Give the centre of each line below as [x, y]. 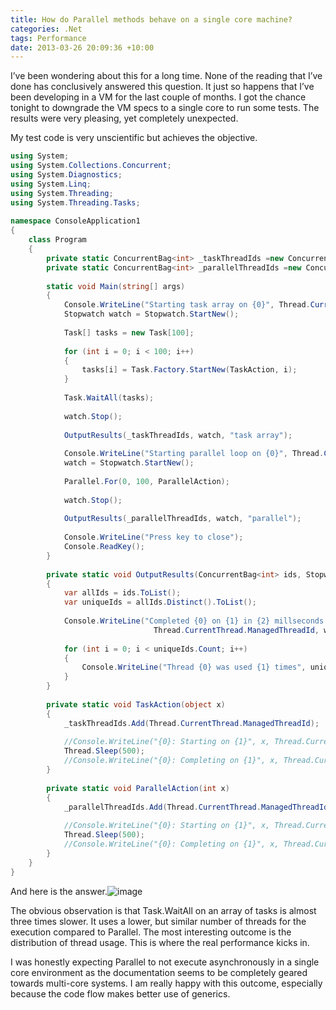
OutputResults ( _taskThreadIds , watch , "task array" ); [178, 435]
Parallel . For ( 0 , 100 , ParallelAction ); [146, 481]
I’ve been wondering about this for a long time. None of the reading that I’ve [166, 76]
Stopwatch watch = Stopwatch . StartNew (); [151, 314]
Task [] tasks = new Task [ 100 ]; [129, 332]
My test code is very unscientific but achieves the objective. [134, 138]
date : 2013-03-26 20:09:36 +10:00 [82, 47]
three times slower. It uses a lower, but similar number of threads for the [158, 921]
